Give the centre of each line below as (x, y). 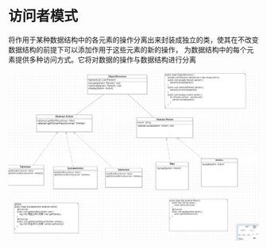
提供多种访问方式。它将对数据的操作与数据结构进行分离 (105, 59)
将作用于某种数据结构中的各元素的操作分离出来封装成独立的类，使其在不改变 (133, 40)
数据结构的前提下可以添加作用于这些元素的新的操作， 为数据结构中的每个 (128, 49)
